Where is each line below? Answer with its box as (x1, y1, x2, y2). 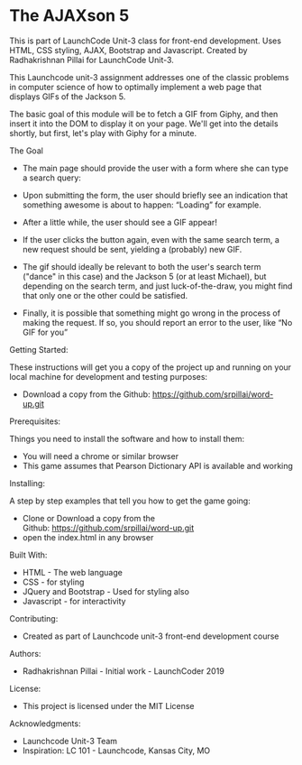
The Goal (9, 145, 43, 156)
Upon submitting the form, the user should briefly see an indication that (22, 189, 288, 200)
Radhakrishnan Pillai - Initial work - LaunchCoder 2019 (22, 665, 225, 677)
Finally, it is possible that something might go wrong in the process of (22, 308, 281, 318)
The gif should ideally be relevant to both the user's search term (22, 261, 261, 272)
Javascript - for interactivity (22, 595, 126, 606)
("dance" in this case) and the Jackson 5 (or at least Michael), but (22, 271, 267, 281)
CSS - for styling (22, 576, 85, 587)
